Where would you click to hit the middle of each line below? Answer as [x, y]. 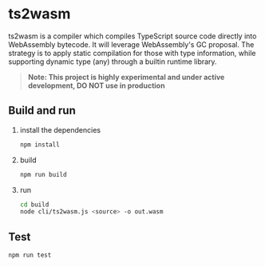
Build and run [42, 111]
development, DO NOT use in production [96, 86]
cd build [34, 205]
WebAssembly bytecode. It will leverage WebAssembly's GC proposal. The [131, 44]
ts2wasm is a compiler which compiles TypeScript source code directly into [132, 36]
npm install [40, 145]
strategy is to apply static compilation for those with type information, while [132, 53]
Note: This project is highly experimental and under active [126, 77]
